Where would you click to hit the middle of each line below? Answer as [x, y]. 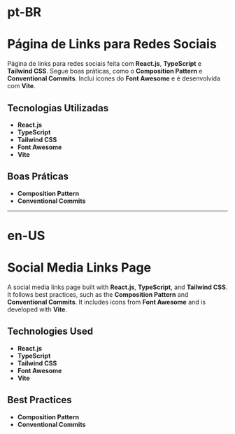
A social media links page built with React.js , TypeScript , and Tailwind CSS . [117, 287]
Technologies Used [50, 331]
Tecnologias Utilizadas [58, 108]
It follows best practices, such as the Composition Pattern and [98, 294]
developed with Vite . [37, 309]
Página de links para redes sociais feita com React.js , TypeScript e [104, 64]
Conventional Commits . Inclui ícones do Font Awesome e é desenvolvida [114, 78]
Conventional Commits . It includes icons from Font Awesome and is [107, 302]
